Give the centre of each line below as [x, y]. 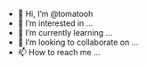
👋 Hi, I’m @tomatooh [55, 14]
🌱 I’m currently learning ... [65, 33]
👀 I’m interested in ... [55, 23]
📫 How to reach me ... [59, 52]
